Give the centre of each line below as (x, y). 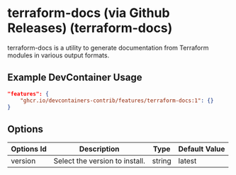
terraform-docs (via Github (89, 13)
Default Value (202, 149)
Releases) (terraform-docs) (90, 28)
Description (99, 149)
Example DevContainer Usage (75, 78)
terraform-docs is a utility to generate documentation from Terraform (108, 47)
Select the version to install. (99, 161)
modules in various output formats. (58, 55)
